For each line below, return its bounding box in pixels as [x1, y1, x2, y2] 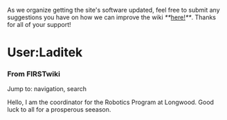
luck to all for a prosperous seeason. [7, 106, 111, 114]
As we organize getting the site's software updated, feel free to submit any [7, 6, 220, 14]
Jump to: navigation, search [7, 85, 87, 93]
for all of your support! [7, 21, 71, 28]
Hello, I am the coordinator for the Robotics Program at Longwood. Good [7, 98, 215, 106]
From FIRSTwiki [7, 69, 61, 79]
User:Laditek [7, 45, 83, 61]
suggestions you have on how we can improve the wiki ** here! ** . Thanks [7, 13, 217, 21]
